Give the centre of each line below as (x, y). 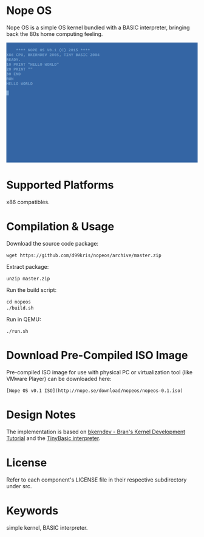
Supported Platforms (60, 185)
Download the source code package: (53, 243)
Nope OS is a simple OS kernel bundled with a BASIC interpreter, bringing (98, 27)
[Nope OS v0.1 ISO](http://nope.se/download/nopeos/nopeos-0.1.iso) (95, 391)
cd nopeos (19, 302)
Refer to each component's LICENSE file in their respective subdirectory (97, 480)
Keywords (32, 510)
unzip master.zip (28, 279)
